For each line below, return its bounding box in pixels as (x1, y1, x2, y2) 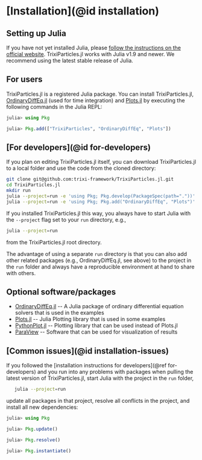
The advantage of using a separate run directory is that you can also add (6, 250, 188, 257)
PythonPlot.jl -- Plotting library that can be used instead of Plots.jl (14, 322, 178, 329)
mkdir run (6, 188, 31, 194)
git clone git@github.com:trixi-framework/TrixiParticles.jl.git (6, 176, 174, 182)
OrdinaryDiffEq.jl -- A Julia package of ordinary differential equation (14, 303, 184, 310)
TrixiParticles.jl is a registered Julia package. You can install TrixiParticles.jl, (6, 90, 194, 98)
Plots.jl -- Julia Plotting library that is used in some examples (14, 315, 166, 323)
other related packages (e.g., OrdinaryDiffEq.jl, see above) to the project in (6, 256, 192, 264)
